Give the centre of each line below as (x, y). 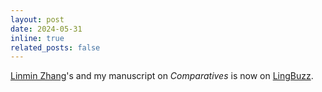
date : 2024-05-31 (46, 29)
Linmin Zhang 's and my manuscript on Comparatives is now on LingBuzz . (162, 76)
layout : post (37, 19)
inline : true (37, 38)
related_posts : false (55, 47)
